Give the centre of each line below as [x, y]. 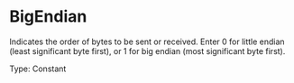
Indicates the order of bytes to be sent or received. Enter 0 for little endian [147, 41]
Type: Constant [38, 69]
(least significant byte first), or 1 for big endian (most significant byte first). [147, 51]
